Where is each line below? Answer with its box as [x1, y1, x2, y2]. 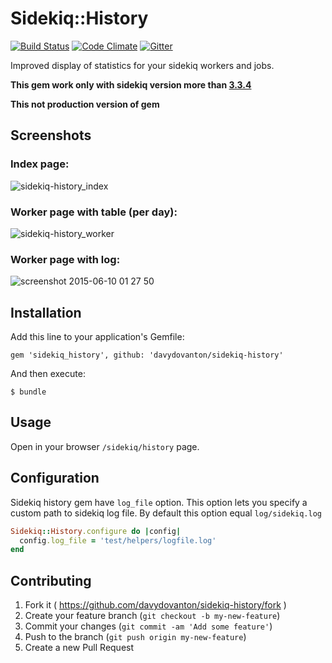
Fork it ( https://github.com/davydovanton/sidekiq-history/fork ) [24, 599, 287, 611]
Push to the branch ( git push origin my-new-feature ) [24, 631, 247, 643]
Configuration [10, 470, 100, 487]
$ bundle [10, 387, 47, 397]
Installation [10, 304, 82, 321]
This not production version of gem [10, 98, 160, 110]
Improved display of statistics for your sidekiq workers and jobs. [10, 59, 275, 71]
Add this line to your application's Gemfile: [10, 331, 185, 343]
